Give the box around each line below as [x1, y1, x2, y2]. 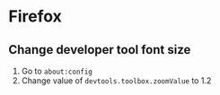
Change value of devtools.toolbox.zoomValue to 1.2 [21, 75, 212, 86]
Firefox [8, 6, 62, 27]
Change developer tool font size [8, 42, 191, 57]
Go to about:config [21, 65, 93, 76]
